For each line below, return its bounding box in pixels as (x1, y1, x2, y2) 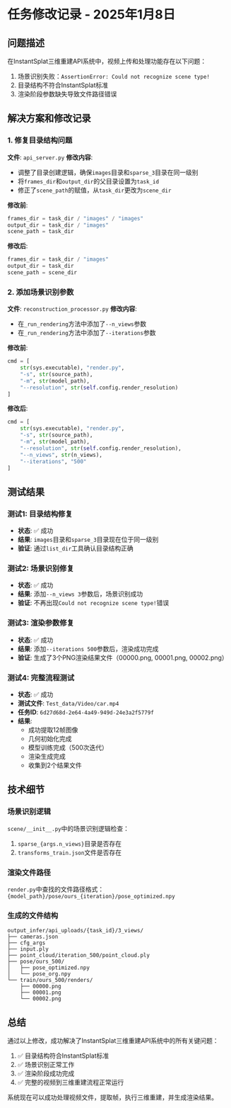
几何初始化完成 (28, 735, 72, 743)
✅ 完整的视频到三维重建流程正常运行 (17, 1078, 124, 1087)
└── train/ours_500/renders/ (7, 977, 93, 984)
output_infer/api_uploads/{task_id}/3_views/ (7, 927, 143, 934)
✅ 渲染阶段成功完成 (17, 1069, 75, 1078)
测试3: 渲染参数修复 (7, 618, 74, 628)
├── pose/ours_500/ (7, 958, 65, 966)
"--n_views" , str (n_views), (20, 451, 102, 458)
